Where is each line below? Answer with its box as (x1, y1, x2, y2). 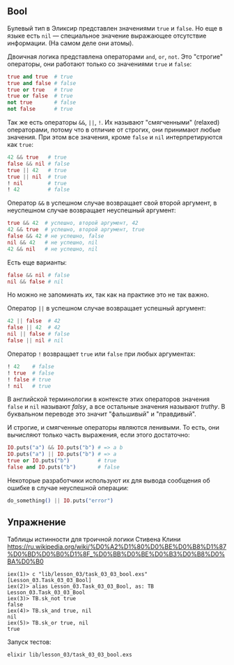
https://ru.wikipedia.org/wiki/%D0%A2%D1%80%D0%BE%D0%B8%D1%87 (7, 542, 227, 551)
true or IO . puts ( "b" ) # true (7, 457, 117, 464)
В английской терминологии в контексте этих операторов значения (7, 395, 210, 403)
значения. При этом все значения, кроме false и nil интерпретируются (7, 133, 223, 141)
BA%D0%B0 (7, 557, 44, 565)
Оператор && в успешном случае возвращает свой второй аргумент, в (7, 198, 217, 208)
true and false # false (7, 79, 77, 86)
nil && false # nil (7, 278, 64, 285)
